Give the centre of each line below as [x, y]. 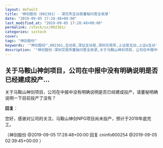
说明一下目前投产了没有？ [31, 98]
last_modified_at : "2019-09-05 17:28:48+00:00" [54, 23]
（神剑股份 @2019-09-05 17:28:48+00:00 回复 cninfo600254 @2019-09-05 [81, 135]
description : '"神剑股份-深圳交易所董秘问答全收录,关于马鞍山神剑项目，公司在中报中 [81, 50]
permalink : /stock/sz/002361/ [36, 27]
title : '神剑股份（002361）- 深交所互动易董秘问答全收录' [58, 14]
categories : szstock [26, 32]
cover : [12, 37]
